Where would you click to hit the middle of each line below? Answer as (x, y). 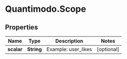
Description (69, 41)
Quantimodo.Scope (46, 9)
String (34, 49)
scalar (15, 49)
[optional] (108, 49)
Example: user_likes (69, 49)
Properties (22, 27)
